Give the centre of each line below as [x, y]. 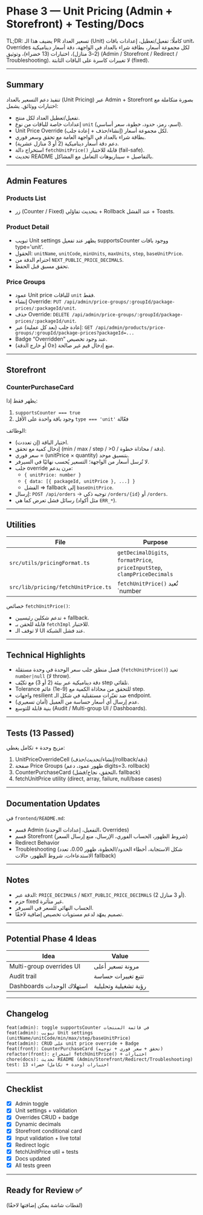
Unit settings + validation [46, 1111]
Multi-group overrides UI [45, 966]
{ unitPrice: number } [53, 475]
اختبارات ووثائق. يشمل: [32, 106]
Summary [25, 85]
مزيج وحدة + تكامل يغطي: [36, 748]
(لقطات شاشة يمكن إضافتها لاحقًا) [44, 1205]
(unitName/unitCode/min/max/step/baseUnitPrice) [69, 1038]
